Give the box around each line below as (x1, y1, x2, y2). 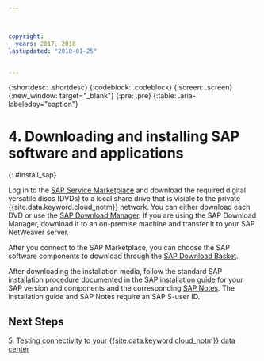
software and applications (8, 144, 184, 162)
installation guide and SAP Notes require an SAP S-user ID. (8, 292, 201, 302)
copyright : (8, 32, 44, 40)
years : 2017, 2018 (15, 40, 77, 47)
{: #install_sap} (8, 170, 57, 180)
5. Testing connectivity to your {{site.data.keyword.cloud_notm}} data (8, 336, 235, 345)
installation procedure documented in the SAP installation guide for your (8, 275, 243, 285)
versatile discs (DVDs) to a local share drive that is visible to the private (8, 194, 241, 203)
